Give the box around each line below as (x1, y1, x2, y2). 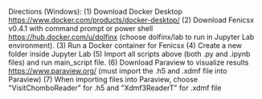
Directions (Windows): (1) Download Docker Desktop (8, 7, 182, 16)
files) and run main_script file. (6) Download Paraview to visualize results (8, 57, 249, 67)
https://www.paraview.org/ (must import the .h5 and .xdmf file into (8, 66, 227, 75)
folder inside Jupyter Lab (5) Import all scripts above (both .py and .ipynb (8, 49, 251, 58)
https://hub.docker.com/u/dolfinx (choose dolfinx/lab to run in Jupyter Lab (8, 32, 255, 42)
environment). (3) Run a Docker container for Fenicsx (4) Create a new (8, 41, 243, 50)
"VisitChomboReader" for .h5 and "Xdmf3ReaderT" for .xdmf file (8, 83, 222, 93)
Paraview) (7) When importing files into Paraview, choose (8, 75, 199, 84)
